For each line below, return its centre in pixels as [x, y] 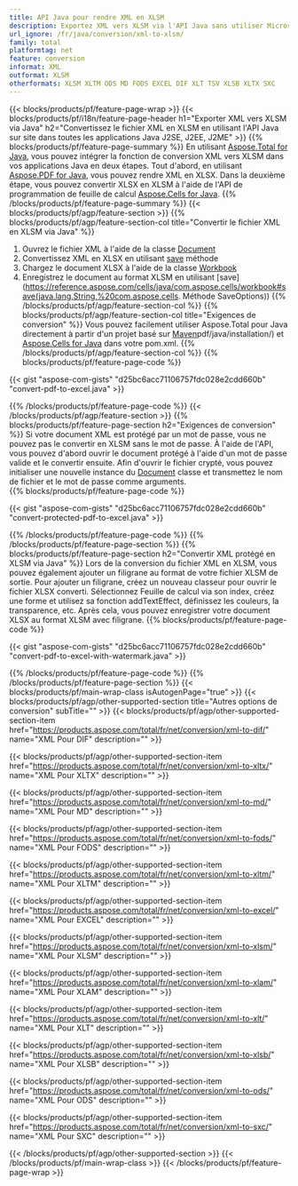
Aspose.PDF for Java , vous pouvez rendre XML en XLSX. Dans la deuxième [147, 175]
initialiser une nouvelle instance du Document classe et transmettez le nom [146, 472]
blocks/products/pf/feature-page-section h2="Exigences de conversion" [143, 425]
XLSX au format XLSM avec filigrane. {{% [85, 619]
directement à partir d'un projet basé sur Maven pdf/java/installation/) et [153, 333]
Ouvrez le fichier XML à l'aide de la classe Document [118, 249]
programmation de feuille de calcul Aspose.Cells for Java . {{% [123, 194]
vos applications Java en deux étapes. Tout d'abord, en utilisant [125, 165]
